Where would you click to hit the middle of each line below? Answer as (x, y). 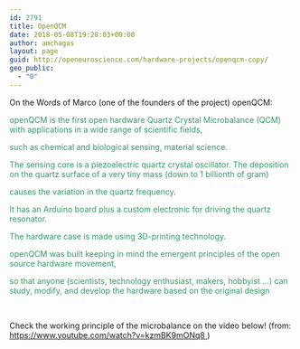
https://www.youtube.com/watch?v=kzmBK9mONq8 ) (110, 335)
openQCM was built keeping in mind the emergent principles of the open (145, 253)
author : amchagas (42, 43)
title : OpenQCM (38, 26)
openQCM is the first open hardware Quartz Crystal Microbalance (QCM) (145, 119)
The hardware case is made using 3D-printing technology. (118, 236)
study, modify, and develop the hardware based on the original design (140, 290)
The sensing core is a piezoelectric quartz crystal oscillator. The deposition (149, 165)
